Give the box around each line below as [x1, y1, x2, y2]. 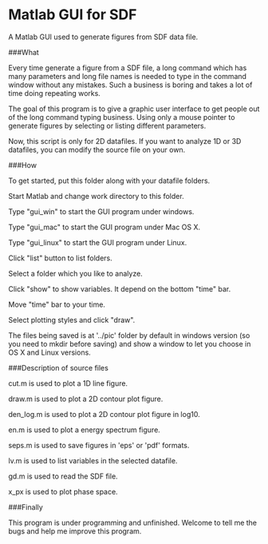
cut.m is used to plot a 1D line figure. [8, 378, 128, 388]
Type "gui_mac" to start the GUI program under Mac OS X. [8, 222, 201, 232]
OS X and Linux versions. [8, 347, 92, 357]
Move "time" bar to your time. [8, 300, 106, 309]
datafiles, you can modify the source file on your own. [8, 145, 186, 154]
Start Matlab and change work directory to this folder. [8, 191, 185, 201]
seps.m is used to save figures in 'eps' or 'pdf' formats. [8, 440, 190, 450]
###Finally [8, 502, 44, 512]
